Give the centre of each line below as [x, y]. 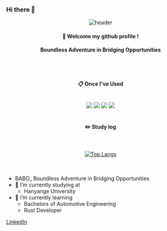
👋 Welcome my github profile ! [101, 36]
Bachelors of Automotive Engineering [70, 203]
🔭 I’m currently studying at [47, 184]
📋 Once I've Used [101, 84]
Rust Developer [43, 210]
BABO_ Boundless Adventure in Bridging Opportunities [82, 178]
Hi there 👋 [21, 10]
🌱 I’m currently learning [44, 197]
